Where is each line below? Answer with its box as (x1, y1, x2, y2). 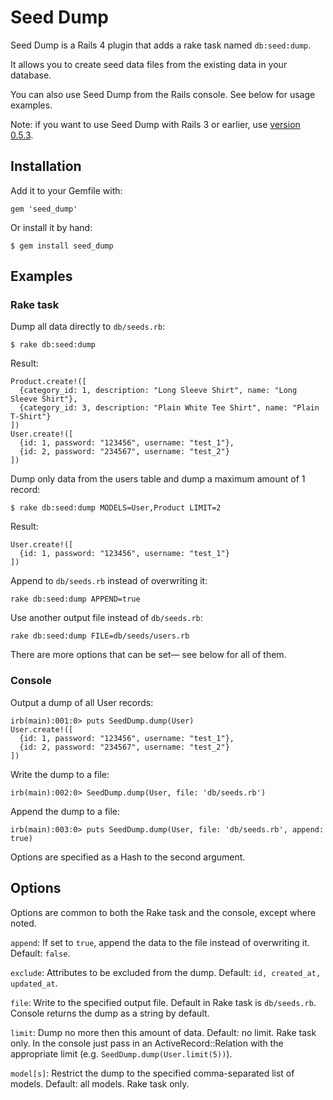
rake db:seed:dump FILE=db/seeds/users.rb (10, 631, 190, 641)
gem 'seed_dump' (10, 204, 78, 214)
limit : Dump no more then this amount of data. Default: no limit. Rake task (10, 1026, 317, 1038)
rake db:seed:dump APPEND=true (10, 594, 141, 605)
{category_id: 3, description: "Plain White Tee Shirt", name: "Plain (19, 403, 320, 413)
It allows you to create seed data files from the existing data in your (10, 58, 288, 70)
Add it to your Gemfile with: (10, 184, 123, 196)
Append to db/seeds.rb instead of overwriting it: (10, 575, 208, 587)
